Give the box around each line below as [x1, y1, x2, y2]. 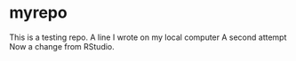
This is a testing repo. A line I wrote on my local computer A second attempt [9, 32, 287, 42]
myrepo [9, 3, 68, 23]
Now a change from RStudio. [9, 41, 116, 51]
